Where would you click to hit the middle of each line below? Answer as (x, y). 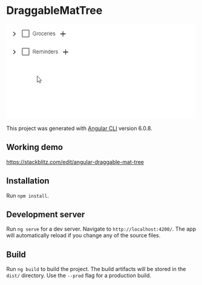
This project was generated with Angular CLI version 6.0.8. (79, 128)
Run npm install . (28, 195)
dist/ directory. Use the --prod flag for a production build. (79, 275)
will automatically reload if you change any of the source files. (83, 235)
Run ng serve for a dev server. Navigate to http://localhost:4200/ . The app (101, 229)
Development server (46, 215)
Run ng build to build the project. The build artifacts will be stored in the (96, 269)
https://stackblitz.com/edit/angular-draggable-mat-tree (75, 162)
